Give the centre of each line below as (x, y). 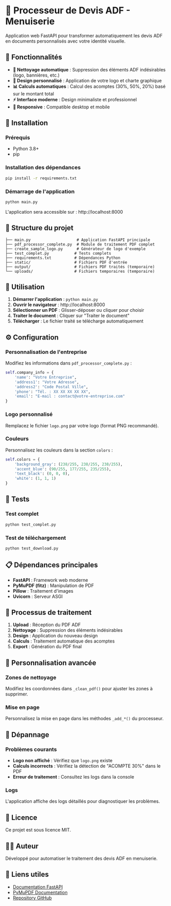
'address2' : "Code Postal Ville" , (51, 387)
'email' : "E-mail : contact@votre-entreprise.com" (70, 397)
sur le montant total (33, 93)
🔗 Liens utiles (27, 874)
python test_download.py (32, 548)
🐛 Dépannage (27, 735)
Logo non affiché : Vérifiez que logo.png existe (63, 761)
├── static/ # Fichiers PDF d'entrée (66, 262)
